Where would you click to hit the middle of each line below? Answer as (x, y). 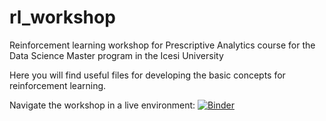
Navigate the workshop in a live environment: (102, 105)
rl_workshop (62, 17)
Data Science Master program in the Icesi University (116, 55)
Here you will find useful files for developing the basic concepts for (147, 75)
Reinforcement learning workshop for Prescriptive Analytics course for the (162, 45)
